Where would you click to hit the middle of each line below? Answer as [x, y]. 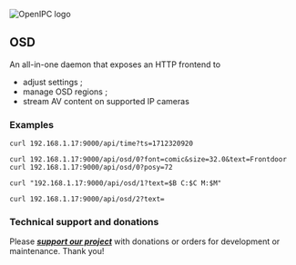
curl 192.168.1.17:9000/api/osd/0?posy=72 [91, 168]
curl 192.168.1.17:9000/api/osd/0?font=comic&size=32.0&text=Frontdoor [148, 160]
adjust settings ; [53, 82]
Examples [32, 124]
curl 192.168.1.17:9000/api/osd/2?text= [87, 200]
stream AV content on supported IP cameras [106, 101]
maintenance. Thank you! [57, 251]
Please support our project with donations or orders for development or [145, 241]
